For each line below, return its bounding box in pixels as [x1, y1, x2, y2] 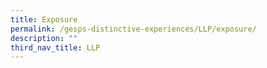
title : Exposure [10, 14, 78, 25]
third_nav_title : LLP [10, 42, 101, 53]
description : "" [10, 33, 78, 43]
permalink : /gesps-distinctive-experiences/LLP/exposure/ [10, 24, 257, 34]
